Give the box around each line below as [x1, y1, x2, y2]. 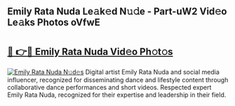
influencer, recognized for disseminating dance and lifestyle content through [7, 76, 229, 84]
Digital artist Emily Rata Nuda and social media [85, 68, 220, 76]
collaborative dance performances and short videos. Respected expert [7, 84, 212, 91]
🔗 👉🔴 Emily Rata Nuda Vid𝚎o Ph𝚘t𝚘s [7, 46, 173, 58]
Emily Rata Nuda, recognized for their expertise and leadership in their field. [7, 91, 227, 99]
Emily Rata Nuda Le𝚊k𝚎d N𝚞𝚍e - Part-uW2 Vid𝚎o [7, 6, 227, 18]
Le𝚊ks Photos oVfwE [7, 17, 100, 29]
